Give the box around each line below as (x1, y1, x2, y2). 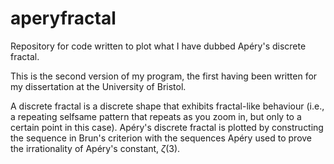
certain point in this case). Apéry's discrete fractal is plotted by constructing (10, 121, 324, 133)
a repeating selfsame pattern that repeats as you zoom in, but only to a (10, 110, 302, 122)
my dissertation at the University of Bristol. (10, 80, 187, 92)
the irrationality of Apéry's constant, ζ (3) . (10, 142, 181, 154)
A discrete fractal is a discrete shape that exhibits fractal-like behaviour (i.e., (10, 100, 325, 112)
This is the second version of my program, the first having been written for (10, 70, 318, 82)
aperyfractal (10, 7, 117, 30)
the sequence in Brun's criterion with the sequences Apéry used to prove (10, 132, 313, 144)
